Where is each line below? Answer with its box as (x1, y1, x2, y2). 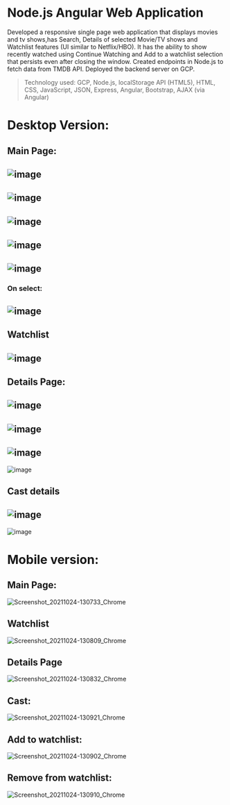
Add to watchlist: (7, 733, 82, 745)
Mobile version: (7, 551, 99, 567)
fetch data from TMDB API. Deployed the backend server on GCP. (7, 65, 195, 73)
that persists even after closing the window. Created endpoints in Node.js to (7, 57, 224, 65)
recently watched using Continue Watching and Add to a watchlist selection (7, 50, 223, 58)
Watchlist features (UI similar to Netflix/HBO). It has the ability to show (7, 42, 207, 51)
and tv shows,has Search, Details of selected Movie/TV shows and (7, 35, 198, 43)
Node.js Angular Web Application (7, 5, 204, 21)
